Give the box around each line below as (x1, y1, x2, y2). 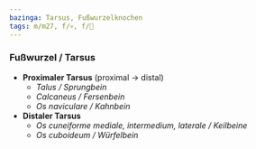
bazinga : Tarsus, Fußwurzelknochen (9, 13, 143, 23)
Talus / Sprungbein (35, 81, 107, 92)
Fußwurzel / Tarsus (9, 51, 96, 64)
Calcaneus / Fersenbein (35, 91, 125, 102)
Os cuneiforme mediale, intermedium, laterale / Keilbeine (35, 119, 248, 131)
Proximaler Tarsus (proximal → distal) (22, 71, 164, 82)
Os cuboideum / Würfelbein (35, 129, 139, 140)
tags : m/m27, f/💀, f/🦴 (9, 22, 95, 31)
